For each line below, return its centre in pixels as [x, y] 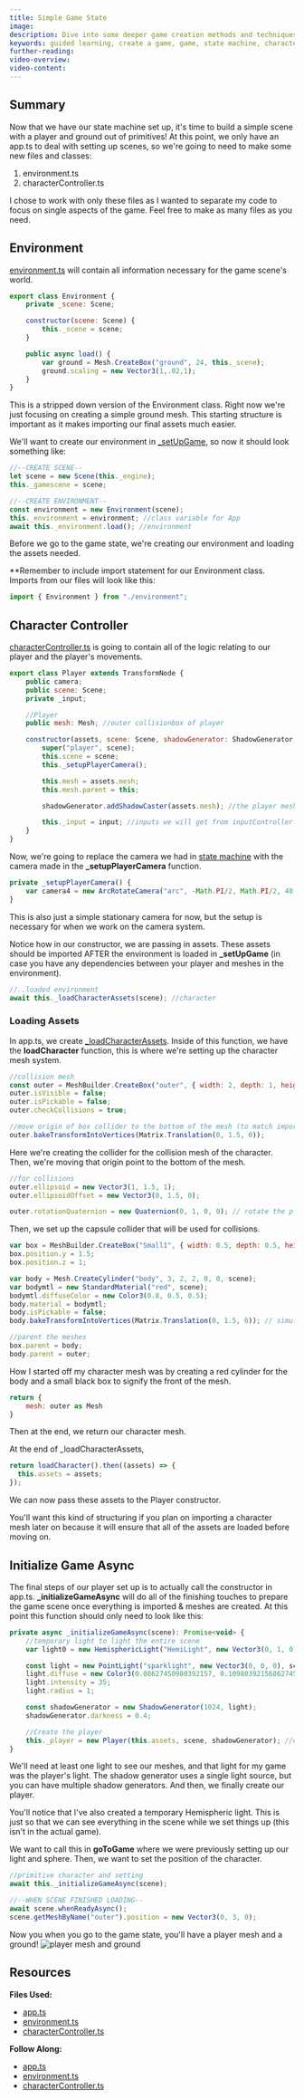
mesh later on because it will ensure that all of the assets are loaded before [149, 1528]
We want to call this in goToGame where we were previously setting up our [149, 1849]
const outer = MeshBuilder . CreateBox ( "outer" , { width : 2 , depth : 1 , [143, 1085]
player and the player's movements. [76, 657]
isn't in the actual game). [56, 1832]
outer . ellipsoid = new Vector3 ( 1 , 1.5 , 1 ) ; [93, 1187]
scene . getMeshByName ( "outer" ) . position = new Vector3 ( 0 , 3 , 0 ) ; [133, 1917]
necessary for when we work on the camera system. [107, 926]
